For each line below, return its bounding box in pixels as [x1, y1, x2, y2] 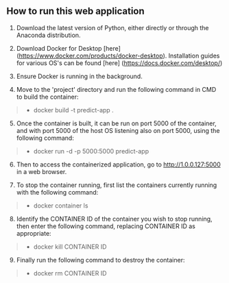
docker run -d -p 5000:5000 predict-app [33, 147, 149, 155]
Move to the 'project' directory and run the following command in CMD [16, 85, 217, 93]
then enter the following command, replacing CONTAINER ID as [16, 222, 196, 230]
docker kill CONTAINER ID [33, 243, 107, 251]
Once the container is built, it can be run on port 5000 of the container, [16, 119, 217, 127]
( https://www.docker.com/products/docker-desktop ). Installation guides [16, 51, 220, 60]
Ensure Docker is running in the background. [16, 72, 143, 80]
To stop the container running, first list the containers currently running [16, 181, 217, 189]
